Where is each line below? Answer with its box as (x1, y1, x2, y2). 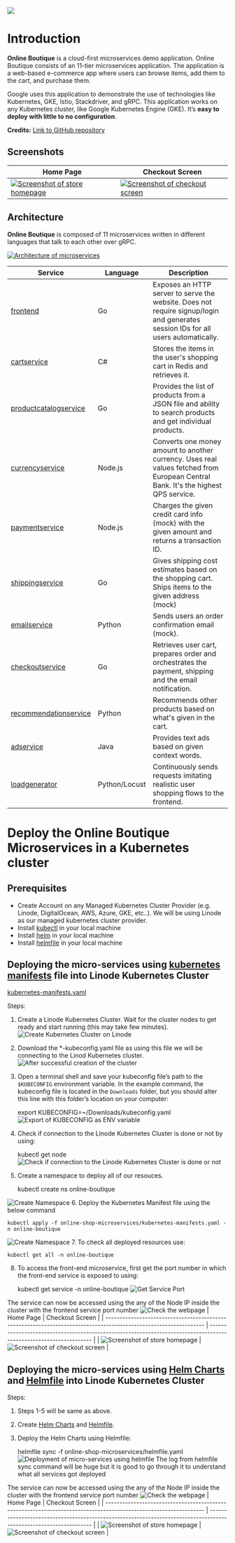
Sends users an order (152, 611, 224, 621)
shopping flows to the (152, 788, 225, 797)
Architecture (7, 211, 64, 224)
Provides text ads (152, 733, 210, 743)
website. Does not (152, 297, 212, 306)
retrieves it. (152, 370, 190, 379)
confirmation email (152, 619, 215, 629)
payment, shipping (152, 666, 214, 676)
